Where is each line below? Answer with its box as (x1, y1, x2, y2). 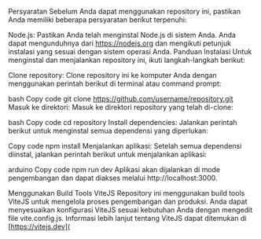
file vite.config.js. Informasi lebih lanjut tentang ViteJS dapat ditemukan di (8, 214, 247, 222)
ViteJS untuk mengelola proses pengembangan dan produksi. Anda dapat (8, 197, 248, 206)
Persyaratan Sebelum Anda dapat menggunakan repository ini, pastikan (8, 7, 241, 16)
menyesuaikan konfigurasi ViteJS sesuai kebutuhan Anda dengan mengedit (8, 205, 253, 215)
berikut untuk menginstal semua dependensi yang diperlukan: (8, 126, 208, 135)
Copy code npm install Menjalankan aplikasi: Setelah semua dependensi (8, 142, 242, 150)
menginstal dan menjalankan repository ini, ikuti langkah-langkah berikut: (8, 55, 245, 64)
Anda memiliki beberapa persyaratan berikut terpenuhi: (8, 15, 187, 24)
